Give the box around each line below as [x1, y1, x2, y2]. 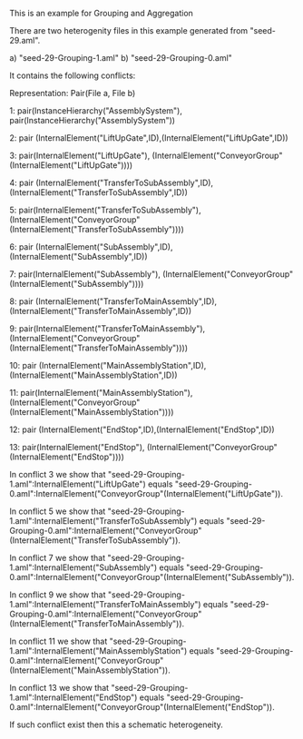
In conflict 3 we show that [9, 469, 106, 479]
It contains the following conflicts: [9, 70, 136, 81]
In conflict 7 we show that [9, 553, 106, 563]
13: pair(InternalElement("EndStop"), [9, 442, 145, 452]
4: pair [9, 177, 34, 188]
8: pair [9, 296, 34, 307]
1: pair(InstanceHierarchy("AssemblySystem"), [9, 105, 183, 116]
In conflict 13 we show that [9, 683, 110, 693]
